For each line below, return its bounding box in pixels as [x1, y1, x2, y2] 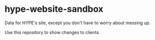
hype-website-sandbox [4, 3, 104, 15]
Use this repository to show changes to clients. [4, 29, 100, 35]
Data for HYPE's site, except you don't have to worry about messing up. [4, 20, 151, 26]
